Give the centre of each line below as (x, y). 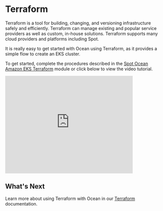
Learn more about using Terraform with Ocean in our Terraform (70, 199)
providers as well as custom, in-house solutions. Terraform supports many (81, 33)
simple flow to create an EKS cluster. (43, 54)
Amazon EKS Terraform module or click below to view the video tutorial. (79, 69)
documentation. (21, 204)
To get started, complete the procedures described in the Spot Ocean (77, 63)
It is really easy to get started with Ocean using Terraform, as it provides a (81, 48)
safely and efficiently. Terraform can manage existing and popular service (81, 28)
